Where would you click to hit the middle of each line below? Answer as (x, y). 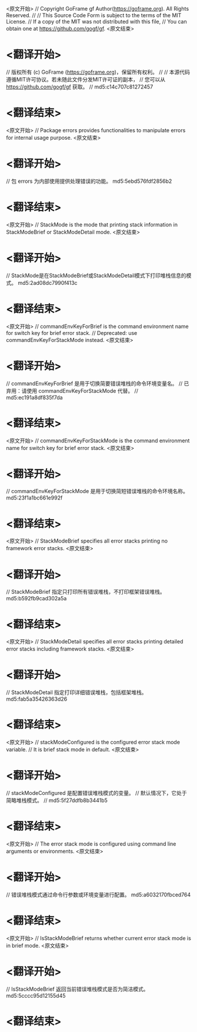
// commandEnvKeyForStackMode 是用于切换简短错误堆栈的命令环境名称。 (97, 491)
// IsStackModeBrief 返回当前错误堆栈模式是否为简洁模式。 (77, 989)
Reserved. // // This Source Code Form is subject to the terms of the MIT (94, 15)
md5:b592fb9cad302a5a (36, 599)
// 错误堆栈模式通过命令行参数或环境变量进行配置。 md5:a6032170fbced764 (98, 895)
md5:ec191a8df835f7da (34, 397)
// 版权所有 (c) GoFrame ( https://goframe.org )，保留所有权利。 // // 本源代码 (98, 72)
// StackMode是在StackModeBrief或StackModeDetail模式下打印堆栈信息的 (96, 275)
